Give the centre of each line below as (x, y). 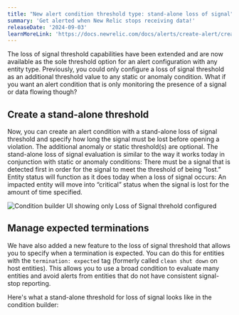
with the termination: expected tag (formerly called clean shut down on (113, 260)
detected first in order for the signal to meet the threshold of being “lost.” (114, 170)
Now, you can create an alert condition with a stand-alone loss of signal (112, 132)
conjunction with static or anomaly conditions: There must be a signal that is (119, 162)
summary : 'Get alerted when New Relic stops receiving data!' (101, 21)
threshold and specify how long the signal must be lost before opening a (113, 139)
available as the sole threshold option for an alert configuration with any (113, 62)
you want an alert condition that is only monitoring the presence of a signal (117, 84)
